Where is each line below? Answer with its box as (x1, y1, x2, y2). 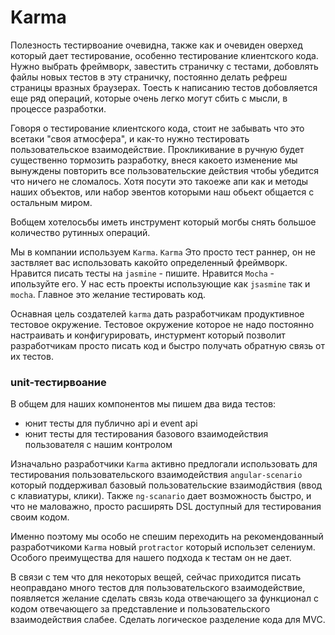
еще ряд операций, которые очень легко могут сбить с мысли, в (10, 92, 288, 104)
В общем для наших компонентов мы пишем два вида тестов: (10, 398, 277, 410)
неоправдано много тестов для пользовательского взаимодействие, (10, 582, 306, 594)
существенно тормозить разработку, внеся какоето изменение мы (10, 154, 298, 166)
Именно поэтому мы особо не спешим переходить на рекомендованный (10, 531, 324, 543)
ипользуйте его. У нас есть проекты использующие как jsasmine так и (10, 277, 311, 290)
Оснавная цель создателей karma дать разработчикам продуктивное (10, 307, 305, 320)
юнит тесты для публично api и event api (24, 417, 198, 430)
